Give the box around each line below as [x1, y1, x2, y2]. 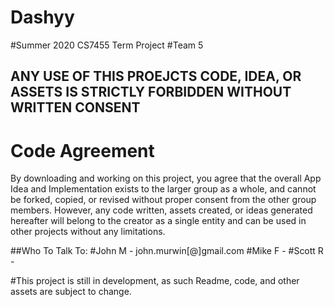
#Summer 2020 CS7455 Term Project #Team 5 [10, 39, 204, 51]
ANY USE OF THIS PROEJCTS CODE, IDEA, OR [10, 68, 302, 85]
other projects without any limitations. [10, 226, 166, 238]
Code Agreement [10, 139, 155, 162]
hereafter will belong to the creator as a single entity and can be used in [10, 215, 307, 227]
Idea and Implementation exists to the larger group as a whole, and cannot [10, 183, 317, 195]
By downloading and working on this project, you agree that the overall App [10, 172, 322, 185]
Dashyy [10, 6, 75, 29]
